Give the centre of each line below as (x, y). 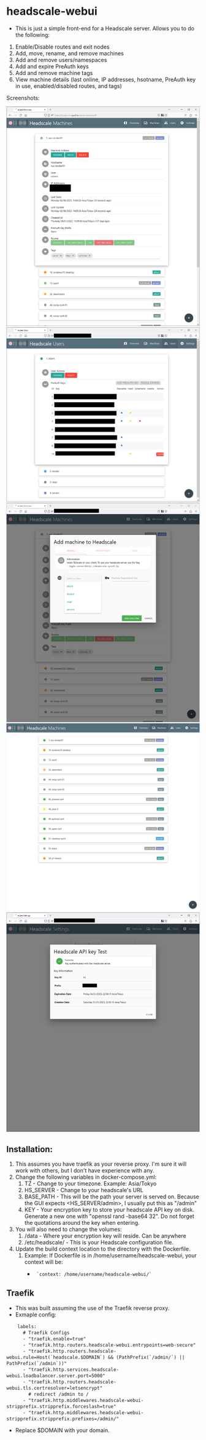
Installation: (30, 1149)
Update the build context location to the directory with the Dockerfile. (103, 1249)
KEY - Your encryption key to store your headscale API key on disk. (109, 1209)
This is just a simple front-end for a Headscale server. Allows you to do (105, 28)
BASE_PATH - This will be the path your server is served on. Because (112, 1197)
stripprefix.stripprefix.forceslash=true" (61, 1406)
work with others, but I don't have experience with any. (85, 1170)
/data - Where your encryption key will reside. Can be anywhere (105, 1236)
